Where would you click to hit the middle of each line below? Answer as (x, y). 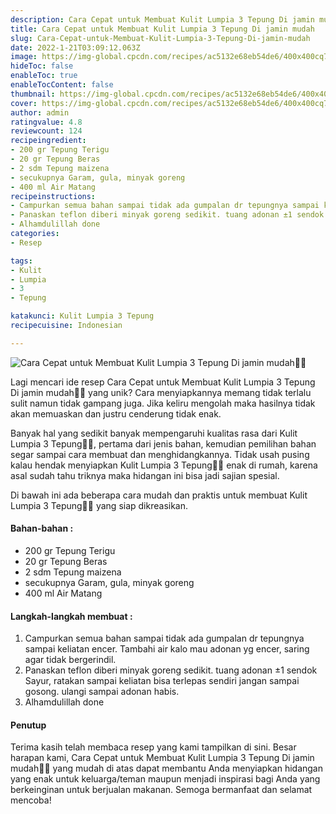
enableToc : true (44, 76)
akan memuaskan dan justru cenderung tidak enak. (116, 413)
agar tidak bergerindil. (70, 660)
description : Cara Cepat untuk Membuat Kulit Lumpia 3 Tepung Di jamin (162, 19)
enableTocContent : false (62, 85)
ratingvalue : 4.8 (46, 122)
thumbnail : (33, 94)
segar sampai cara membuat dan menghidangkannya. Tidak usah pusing (160, 454)
